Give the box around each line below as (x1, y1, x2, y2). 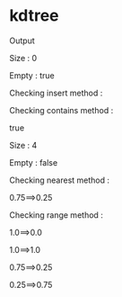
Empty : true (9, 69, 56, 81)
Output (9, 35, 35, 46)
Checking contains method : (9, 104, 114, 115)
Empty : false (9, 157, 58, 167)
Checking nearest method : (9, 175, 110, 185)
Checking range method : (9, 209, 103, 220)
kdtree (9, 5, 60, 26)
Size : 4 (9, 139, 38, 150)
